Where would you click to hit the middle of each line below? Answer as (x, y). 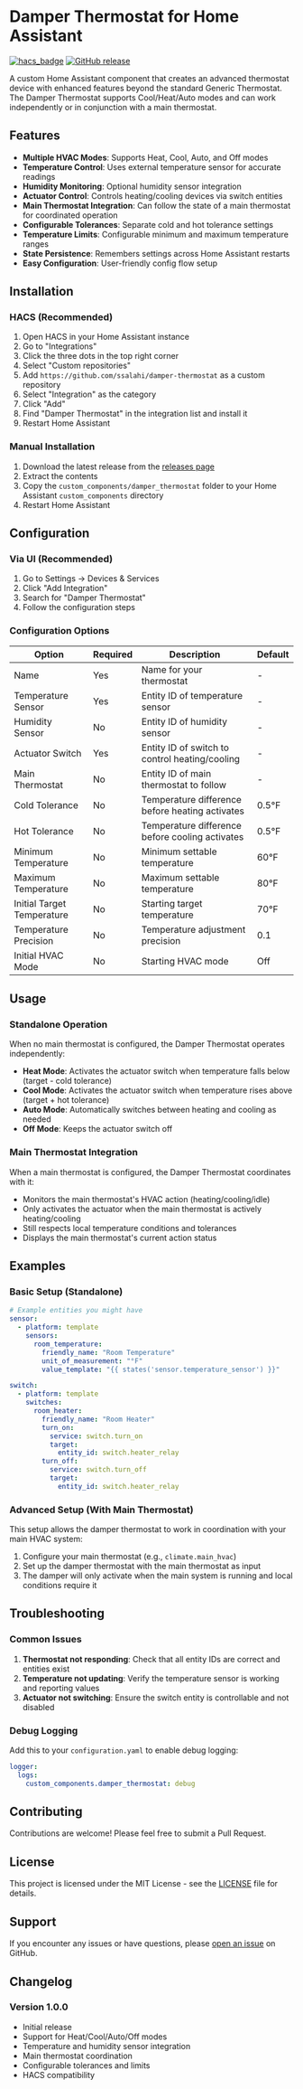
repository (41, 385)
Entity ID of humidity (184, 721)
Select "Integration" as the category (89, 394)
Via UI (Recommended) (61, 560)
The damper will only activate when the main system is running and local (157, 1576)
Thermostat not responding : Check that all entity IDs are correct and (151, 1659)
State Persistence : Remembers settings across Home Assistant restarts (156, 253)
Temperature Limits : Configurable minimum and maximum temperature (155, 234)
